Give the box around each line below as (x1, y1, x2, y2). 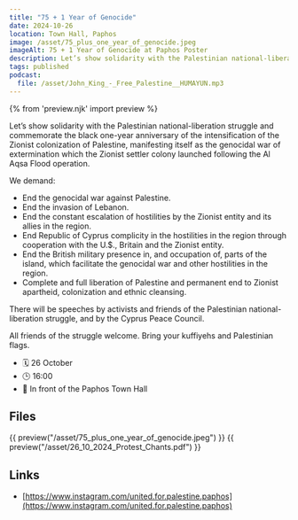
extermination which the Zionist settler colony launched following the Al (9, 148, 271, 159)
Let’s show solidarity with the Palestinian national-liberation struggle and (9, 120, 274, 131)
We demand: (9, 175, 56, 186)
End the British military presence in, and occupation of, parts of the (21, 249, 268, 260)
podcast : (9, 71, 42, 80)
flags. (9, 339, 30, 350)
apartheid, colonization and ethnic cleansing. (21, 286, 187, 297)
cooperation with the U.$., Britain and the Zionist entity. (21, 239, 224, 250)
